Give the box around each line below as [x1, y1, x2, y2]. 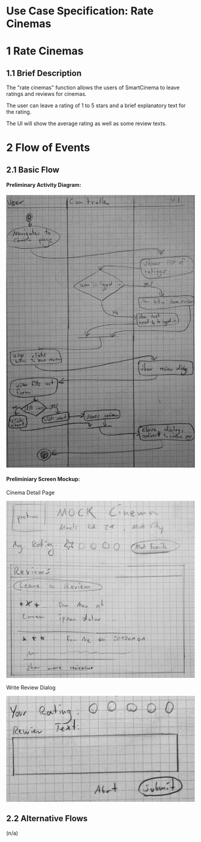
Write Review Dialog [6, 684, 56, 691]
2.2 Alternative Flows [6, 813, 88, 824]
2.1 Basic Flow [6, 165, 60, 175]
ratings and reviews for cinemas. [6, 90, 87, 98]
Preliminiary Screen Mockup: [6, 475, 80, 483]
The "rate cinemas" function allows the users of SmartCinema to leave [6, 84, 180, 91]
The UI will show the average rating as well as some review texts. [6, 120, 167, 127]
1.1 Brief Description [6, 68, 82, 78]
